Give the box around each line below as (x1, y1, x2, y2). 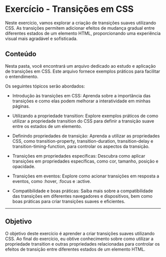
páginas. (12, 103, 30, 109)
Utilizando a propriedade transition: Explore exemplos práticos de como (12, 113, 159, 119)
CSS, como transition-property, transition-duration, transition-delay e (12, 138, 154, 144)
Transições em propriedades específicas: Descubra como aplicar (12, 153, 146, 159)
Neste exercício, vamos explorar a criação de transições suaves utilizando (5, 20, 157, 26)
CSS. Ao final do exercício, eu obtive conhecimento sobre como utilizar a (5, 236, 154, 242)
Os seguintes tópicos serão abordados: (5, 83, 85, 89)
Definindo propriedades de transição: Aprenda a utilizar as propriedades (12, 132, 160, 139)
